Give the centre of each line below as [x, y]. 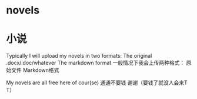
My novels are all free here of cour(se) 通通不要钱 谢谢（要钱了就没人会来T [97, 82]
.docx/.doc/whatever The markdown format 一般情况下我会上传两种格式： [96, 63]
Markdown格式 [41, 70]
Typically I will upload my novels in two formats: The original [79, 56]
